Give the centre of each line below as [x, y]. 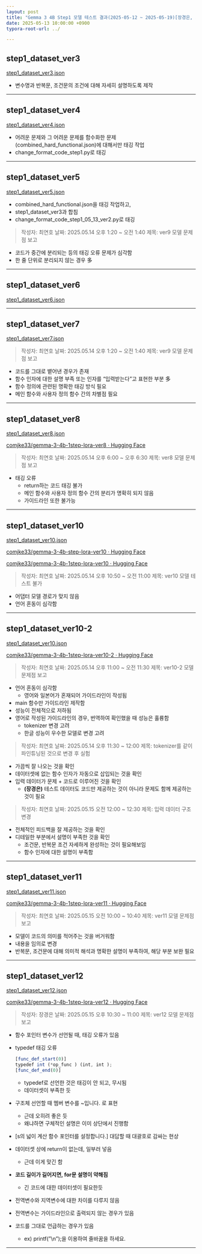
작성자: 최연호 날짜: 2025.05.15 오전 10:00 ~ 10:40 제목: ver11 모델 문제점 [107, 915]
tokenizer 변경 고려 [47, 725]
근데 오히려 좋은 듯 [46, 1116]
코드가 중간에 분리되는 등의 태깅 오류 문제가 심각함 [73, 252]
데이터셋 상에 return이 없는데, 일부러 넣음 [63, 1149]
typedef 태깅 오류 [36, 1048]
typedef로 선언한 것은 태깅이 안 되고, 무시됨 [75, 1082]
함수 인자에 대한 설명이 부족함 [58, 852]
